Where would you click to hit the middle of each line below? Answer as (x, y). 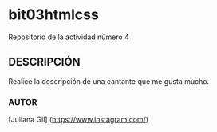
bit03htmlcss (54, 15)
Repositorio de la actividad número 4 (69, 37)
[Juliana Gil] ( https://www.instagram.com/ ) (79, 120)
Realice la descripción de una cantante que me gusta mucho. (109, 81)
